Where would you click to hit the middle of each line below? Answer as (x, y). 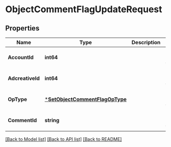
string (52, 120)
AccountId (21, 57)
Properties (22, 28)
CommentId (22, 120)
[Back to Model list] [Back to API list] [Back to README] (64, 139)
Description (146, 42)
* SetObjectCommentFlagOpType (86, 99)
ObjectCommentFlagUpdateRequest (84, 9)
